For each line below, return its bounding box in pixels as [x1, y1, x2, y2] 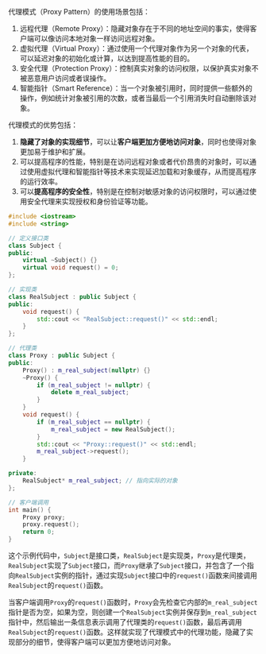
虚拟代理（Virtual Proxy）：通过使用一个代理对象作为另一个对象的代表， [19, 44, 253, 53]
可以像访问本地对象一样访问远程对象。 [33, 34, 160, 43]
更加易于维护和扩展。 [19, 147, 90, 157]
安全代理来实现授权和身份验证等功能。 [26, 197, 152, 206]
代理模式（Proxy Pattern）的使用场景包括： [8, 7, 151, 16]
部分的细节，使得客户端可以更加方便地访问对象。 [14, 637, 175, 646]
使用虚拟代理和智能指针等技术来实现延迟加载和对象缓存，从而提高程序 [26, 167, 256, 176]
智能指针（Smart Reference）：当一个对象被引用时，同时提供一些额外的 [19, 83, 253, 93]
